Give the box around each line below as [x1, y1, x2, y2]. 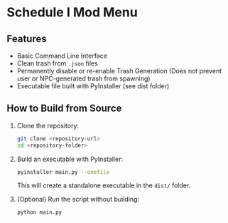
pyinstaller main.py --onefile [16, 168, 110, 175]
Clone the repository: [16, 121, 80, 130]
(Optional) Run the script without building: [16, 195, 140, 204]
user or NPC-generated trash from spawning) [16, 74, 151, 83]
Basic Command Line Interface [16, 51, 108, 60]
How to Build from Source [6, 103, 122, 115]
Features [6, 33, 47, 45]
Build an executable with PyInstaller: [16, 155, 124, 163]
